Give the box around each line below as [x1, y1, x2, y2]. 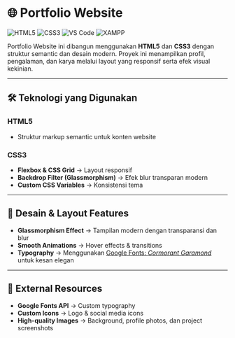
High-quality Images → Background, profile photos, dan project [17, 316, 203, 325]
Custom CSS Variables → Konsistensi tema [17, 181, 143, 189]
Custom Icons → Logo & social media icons [17, 309, 144, 317]
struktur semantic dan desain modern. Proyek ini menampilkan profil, [7, 49, 206, 57]
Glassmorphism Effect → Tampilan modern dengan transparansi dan [17, 226, 218, 234]
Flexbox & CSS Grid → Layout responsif [17, 166, 133, 174]
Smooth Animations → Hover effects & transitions [17, 241, 163, 249]
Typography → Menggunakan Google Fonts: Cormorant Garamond [17, 248, 212, 257]
